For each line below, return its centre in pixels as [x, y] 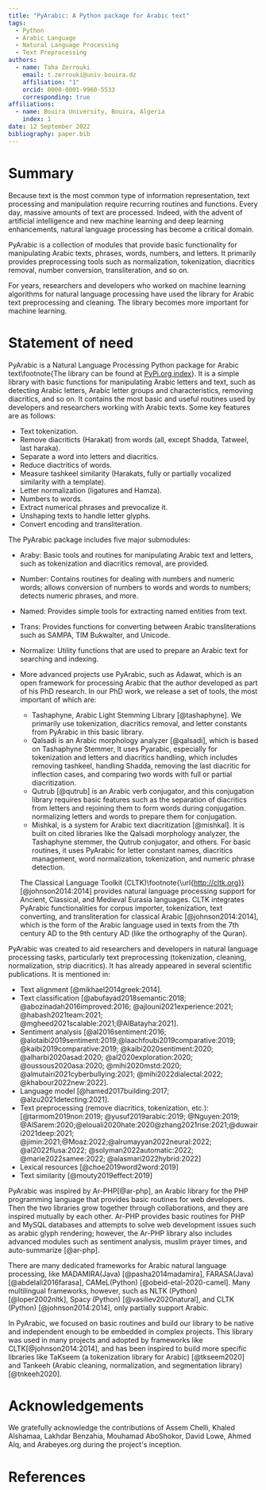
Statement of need [71, 342]
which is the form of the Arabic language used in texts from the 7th [129, 924]
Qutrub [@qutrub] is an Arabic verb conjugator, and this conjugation [143, 791]
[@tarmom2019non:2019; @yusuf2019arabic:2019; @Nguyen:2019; [130, 1116]
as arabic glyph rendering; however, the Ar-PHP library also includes [120, 1233]
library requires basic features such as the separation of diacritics [139, 799]
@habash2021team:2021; [61, 1014]
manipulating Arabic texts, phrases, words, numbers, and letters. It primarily [132, 253]
